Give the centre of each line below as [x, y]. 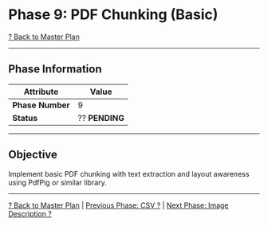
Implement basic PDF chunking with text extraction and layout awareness [129, 173]
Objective [33, 155]
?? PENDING [101, 118]
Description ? [30, 213]
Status [25, 118]
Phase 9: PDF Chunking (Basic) [113, 15]
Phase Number [41, 105]
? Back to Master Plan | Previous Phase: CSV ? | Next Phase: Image [118, 205]
